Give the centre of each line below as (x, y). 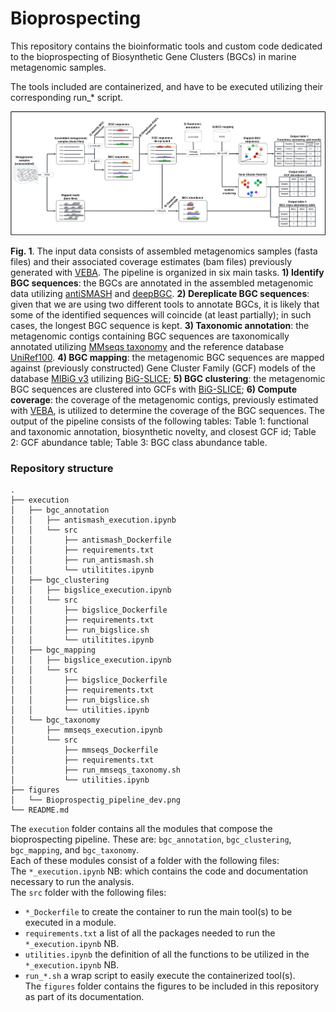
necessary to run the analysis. (72, 882)
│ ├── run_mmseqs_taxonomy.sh (96, 770)
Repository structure (62, 468)
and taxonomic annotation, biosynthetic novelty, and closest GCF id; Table (163, 431)
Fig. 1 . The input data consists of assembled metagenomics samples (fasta (164, 251)
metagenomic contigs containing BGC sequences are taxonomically (150, 336)
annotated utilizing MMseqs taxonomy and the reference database (147, 346)
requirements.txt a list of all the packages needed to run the (150, 933)
